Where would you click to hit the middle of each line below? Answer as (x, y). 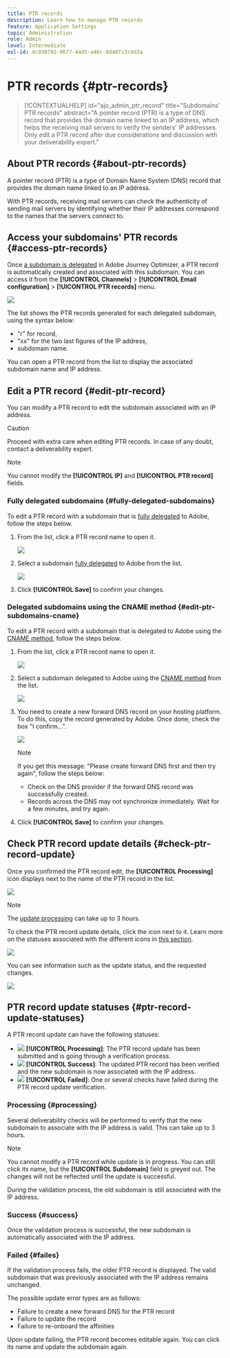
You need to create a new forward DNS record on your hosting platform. (119, 711)
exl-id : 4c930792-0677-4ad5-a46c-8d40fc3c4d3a (75, 52)
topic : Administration (40, 33)
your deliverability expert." (61, 142)
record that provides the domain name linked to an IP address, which (122, 120)
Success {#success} (43, 1214)
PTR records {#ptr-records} (88, 86)
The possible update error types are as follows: (74, 1298)
